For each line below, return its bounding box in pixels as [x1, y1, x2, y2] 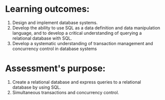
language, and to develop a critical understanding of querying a [12, 30, 142, 36]
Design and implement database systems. [12, 20, 98, 25]
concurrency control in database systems [12, 46, 97, 51]
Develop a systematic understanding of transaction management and [12, 40, 153, 46]
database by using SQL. [12, 84, 61, 90]
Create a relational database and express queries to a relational [12, 79, 141, 85]
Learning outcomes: [5, 3, 90, 15]
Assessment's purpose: [5, 63, 106, 74]
